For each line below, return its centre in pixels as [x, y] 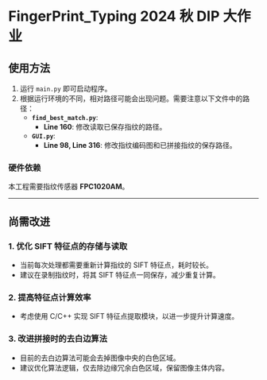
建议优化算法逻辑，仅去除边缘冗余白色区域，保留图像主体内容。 [124, 367]
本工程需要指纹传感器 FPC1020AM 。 [69, 187]
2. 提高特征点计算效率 [50, 297]
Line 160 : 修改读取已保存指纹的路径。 [105, 127]
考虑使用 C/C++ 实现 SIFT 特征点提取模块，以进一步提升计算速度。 [129, 316]
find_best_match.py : [65, 117]
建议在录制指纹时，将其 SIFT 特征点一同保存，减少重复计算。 [120, 274]
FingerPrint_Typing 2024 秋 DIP [114, 16]
